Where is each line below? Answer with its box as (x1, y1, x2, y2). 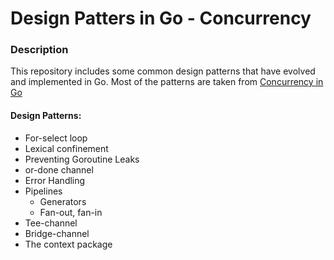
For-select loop (24, 132, 88, 144)
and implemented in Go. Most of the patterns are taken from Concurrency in (10, 76, 324, 88)
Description (10, 43, 69, 57)
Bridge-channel (24, 227, 90, 239)
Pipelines (24, 185, 63, 197)
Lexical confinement (24, 142, 109, 154)
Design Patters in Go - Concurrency (10, 7, 312, 30)
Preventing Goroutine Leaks (24, 153, 140, 165)
